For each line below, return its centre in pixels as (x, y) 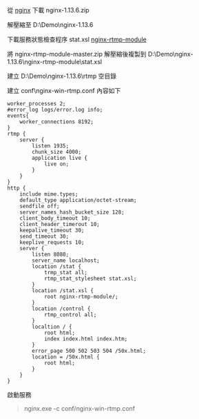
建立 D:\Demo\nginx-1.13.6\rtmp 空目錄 (62, 76)
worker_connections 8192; (57, 122)
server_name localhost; (66, 260)
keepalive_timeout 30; (52, 230)
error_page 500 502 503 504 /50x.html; (89, 351)
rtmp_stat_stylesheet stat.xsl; (90, 278)
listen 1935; (51, 146)
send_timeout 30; (44, 236)
